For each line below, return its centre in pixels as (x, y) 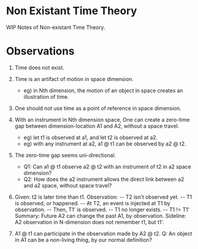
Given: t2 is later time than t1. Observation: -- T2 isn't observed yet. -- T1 (103, 197)
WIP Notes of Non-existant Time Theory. (56, 27)
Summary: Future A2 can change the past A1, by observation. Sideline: (100, 216)
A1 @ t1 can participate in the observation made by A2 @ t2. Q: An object (103, 233)
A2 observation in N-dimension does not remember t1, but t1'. (89, 222)
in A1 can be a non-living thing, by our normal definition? (83, 240)
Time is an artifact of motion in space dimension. (74, 79)
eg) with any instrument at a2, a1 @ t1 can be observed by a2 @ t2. (105, 144)
